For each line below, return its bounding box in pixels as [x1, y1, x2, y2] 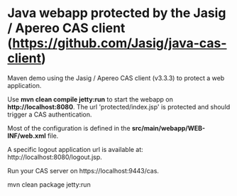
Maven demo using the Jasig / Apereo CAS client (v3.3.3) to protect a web [7, 73, 225, 82]
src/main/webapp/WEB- [131, 124, 206, 132]
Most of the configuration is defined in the [7, 124, 131, 132]
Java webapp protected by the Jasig [7, 5, 226, 21]
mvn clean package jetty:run [7, 180, 91, 189]
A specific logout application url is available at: [7, 145, 143, 153]
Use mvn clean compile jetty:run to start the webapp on [7, 94, 174, 104]
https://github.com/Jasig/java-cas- [12, 36, 227, 51]
